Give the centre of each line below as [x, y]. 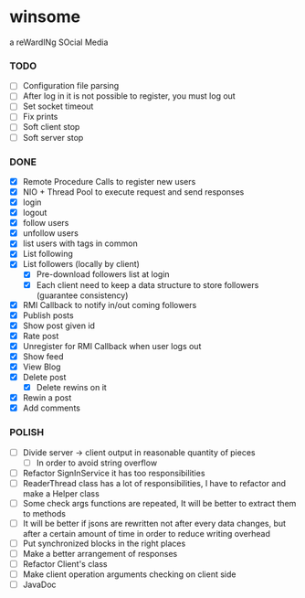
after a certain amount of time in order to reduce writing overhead [147, 533]
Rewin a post [47, 398]
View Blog [42, 367]
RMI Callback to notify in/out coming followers [110, 304]
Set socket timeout [58, 106]
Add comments [51, 408]
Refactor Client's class [65, 564]
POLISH [26, 432]
